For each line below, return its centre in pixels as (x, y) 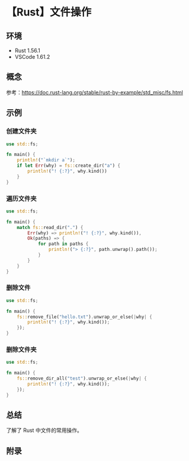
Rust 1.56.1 (27, 50)
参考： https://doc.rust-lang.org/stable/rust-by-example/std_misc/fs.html (95, 92)
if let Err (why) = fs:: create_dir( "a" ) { (68, 166)
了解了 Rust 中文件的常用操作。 (44, 430)
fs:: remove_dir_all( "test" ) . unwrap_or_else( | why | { (82, 379)
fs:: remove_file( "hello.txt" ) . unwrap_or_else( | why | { (84, 317)
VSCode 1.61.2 (32, 57)
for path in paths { (63, 244)
